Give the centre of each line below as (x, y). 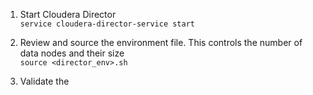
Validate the (44, 81)
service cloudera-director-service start (107, 24)
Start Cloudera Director (68, 14)
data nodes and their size (72, 53)
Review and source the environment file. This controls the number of (161, 42)
